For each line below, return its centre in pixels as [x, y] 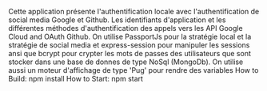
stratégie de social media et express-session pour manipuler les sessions [129, 45]
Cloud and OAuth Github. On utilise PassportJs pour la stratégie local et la [130, 36]
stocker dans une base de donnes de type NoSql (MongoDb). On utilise [126, 62]
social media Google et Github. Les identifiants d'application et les [117, 20]
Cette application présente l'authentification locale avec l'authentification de [134, 11]
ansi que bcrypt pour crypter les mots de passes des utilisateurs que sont [130, 53]
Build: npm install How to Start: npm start [76, 79]
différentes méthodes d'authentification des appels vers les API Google [126, 28]
